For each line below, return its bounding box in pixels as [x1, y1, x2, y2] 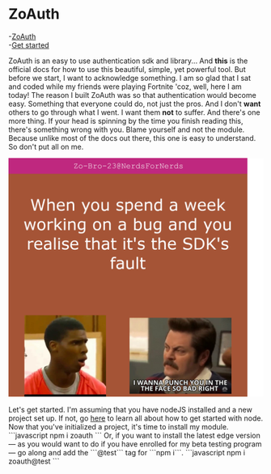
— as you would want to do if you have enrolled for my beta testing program [8, 439, 262, 449]
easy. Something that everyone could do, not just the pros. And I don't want [8, 99, 261, 108]
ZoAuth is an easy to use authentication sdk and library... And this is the [8, 56, 248, 66]
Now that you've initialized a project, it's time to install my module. [8, 422, 229, 432]
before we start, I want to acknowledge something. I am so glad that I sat [8, 73, 251, 83]
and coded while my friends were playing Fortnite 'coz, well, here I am [8, 82, 243, 91]
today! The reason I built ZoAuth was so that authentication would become [8, 90, 256, 99]
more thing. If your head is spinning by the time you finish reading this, [8, 116, 244, 125]
